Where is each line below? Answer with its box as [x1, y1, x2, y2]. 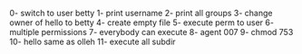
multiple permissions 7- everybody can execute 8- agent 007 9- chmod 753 [9, 27, 294, 37]
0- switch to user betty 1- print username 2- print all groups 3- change [9, 8, 273, 18]
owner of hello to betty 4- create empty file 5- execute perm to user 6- [9, 17, 275, 28]
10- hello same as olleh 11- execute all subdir [9, 36, 176, 47]
